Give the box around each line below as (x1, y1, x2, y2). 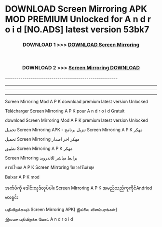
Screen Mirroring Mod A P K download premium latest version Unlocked (5, 98, 148, 104)
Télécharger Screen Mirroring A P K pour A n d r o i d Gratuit (5, 108, 125, 113)
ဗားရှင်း (5, 194, 19, 200)
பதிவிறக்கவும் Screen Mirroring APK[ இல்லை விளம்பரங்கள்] (5, 206, 117, 212)
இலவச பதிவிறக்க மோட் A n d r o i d (5, 216, 73, 222)
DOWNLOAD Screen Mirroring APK (5, 3, 147, 15)
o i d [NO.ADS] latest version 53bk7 (5, 24, 149, 35)
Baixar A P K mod (5, 174, 40, 180)
